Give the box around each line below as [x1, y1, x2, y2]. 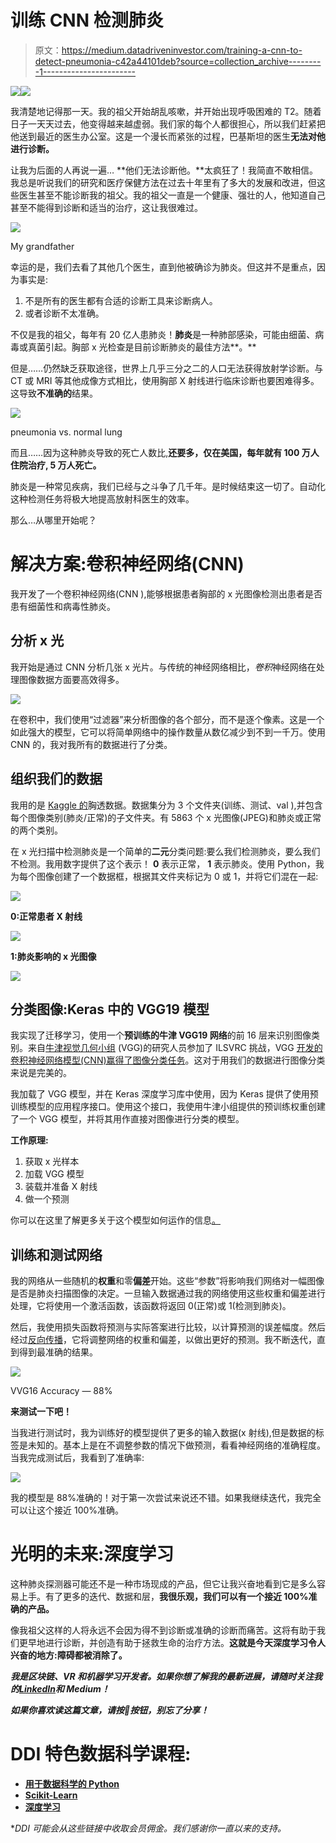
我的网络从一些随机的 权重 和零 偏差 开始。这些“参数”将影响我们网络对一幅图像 [10, 1275, 325, 1287]
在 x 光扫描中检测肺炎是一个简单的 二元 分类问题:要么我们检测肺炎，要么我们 [10, 845, 321, 857]
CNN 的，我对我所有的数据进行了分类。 [10, 738, 173, 750]
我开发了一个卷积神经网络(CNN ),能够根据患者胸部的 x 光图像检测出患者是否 [10, 587, 323, 600]
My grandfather [10, 240, 75, 252]
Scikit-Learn [24, 1789, 78, 1801]
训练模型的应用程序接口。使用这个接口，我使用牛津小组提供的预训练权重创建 [10, 1101, 326, 1113]
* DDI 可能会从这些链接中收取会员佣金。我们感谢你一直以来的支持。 [10, 1822, 287, 1834]
